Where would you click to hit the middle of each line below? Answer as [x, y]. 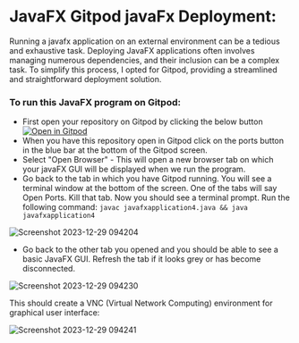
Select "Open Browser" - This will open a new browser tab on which [148, 160]
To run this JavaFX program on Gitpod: [95, 102]
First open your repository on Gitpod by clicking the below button [142, 121]
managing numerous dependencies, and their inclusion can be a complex [145, 60]
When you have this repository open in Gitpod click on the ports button [153, 141]
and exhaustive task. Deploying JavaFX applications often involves [132, 50]
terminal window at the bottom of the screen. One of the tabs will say [149, 188]
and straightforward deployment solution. [85, 79]
